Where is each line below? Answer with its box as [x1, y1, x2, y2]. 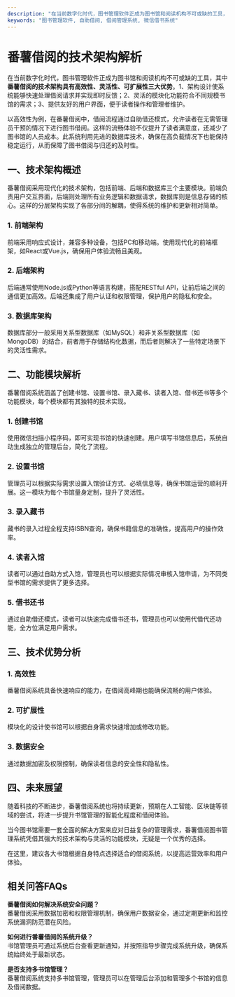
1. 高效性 [7, 669, 36, 678]
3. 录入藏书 [7, 507, 45, 516]
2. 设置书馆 [7, 462, 45, 471]
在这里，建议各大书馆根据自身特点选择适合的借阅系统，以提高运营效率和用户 [7, 849, 228, 857]
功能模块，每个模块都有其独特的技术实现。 [7, 397, 130, 406]
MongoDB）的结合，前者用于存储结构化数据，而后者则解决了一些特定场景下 [7, 337, 226, 346]
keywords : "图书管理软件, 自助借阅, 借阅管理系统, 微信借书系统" [7, 17, 178, 24]
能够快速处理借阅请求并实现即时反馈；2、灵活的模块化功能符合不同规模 [13, 91, 220, 100]
